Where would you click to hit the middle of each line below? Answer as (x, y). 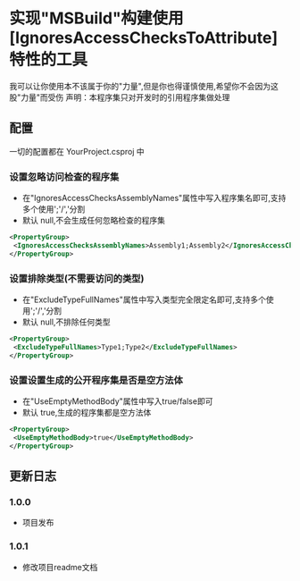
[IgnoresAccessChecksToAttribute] (144, 38)
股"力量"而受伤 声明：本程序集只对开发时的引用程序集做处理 (120, 97)
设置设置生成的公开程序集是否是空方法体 (96, 380)
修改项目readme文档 (60, 567)
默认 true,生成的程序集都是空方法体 (87, 412)
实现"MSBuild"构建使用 (97, 18)
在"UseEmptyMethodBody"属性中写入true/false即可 (117, 401)
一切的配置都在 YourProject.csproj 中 (77, 151)
